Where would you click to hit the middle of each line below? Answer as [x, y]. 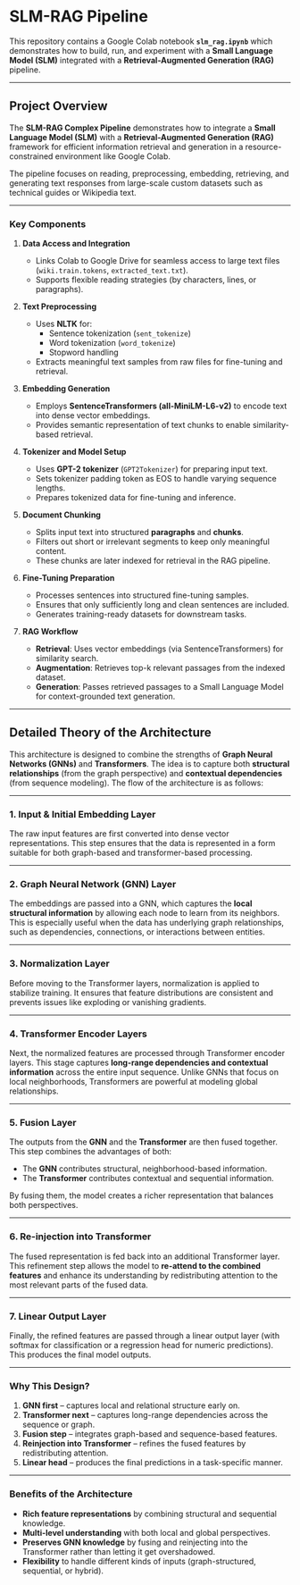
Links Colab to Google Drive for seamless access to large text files [158, 261]
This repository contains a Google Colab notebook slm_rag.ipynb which [141, 41]
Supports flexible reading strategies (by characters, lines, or [146, 280]
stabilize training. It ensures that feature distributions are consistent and [142, 993]
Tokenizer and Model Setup [74, 452]
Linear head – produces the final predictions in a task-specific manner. [152, 1463]
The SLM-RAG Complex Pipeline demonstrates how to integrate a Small [142, 128]
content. [51, 551]
